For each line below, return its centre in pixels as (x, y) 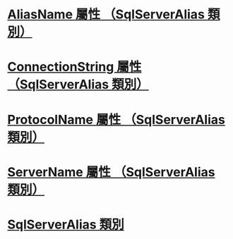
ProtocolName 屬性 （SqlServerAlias (116, 119)
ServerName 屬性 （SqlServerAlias (111, 172)
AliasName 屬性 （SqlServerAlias (106, 14)
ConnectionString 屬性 (74, 67)
